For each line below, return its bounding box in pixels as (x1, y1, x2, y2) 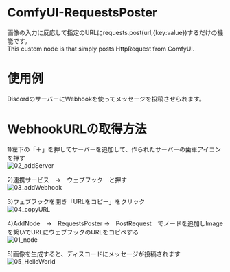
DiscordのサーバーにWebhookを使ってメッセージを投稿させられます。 (7, 95, 205, 103)
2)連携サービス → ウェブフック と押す (7, 175, 128, 184)
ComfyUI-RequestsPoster (7, 5, 158, 21)
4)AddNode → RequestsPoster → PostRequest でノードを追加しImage (7, 219, 223, 227)
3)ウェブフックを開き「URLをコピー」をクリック (7, 197, 146, 206)
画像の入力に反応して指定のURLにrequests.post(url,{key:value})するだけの (7, 28, 218, 36)
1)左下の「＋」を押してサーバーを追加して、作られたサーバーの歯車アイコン (7, 145, 222, 153)
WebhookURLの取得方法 (7, 121, 147, 137)
